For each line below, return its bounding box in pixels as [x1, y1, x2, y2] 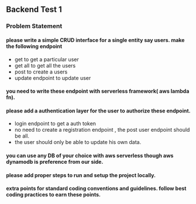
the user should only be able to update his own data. [14, 139, 142, 146]
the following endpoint [6, 43, 63, 50]
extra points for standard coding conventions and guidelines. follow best [6, 185, 187, 192]
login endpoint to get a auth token [14, 120, 97, 127]
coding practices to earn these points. [6, 191, 101, 198]
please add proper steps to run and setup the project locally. [6, 171, 156, 178]
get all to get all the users [14, 62, 76, 69]
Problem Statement [6, 22, 63, 30]
